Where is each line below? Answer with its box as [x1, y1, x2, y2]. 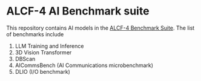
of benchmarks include [6, 30, 64, 37]
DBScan [15, 55, 36, 62]
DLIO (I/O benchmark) [15, 68, 71, 75]
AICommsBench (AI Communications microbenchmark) [15, 62, 153, 69]
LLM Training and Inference [15, 42, 84, 50]
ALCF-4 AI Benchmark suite [6, 4, 150, 18]
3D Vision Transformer [15, 48, 72, 56]
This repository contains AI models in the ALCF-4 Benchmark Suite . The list [6, 24, 195, 31]
